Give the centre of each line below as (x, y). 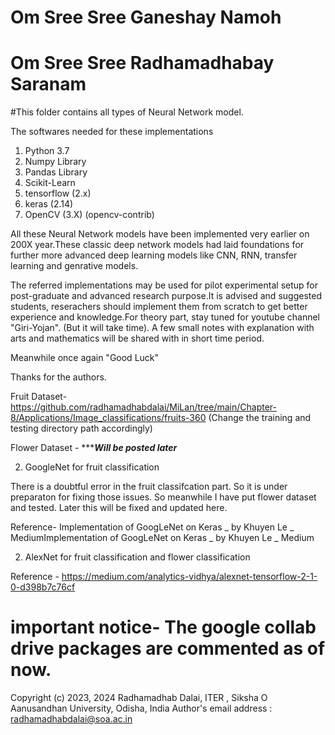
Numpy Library (55, 162)
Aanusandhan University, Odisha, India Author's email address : (141, 708)
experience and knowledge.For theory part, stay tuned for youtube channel (165, 317)
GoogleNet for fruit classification (92, 467)
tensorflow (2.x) (58, 193)
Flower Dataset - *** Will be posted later (94, 448)
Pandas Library (56, 172)
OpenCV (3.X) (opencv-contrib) (89, 215)
